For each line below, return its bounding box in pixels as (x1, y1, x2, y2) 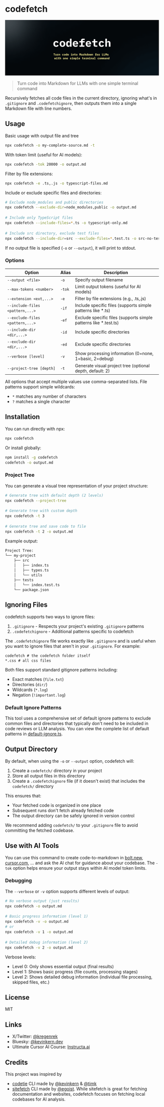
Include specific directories (75, 329, 130, 335)
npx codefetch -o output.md (5, 903, 62, 908)
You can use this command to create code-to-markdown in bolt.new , (5, 854, 143, 860)
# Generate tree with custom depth (5, 509, 78, 514)
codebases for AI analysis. (12, 1096, 66, 1102)
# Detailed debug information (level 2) (5, 940, 89, 945)
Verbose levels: (5, 954, 36, 960)
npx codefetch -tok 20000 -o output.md (5, 162, 86, 167)
